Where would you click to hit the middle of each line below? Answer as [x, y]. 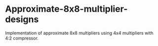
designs [22, 19]
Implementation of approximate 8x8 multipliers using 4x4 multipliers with [79, 33]
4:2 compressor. [22, 38]
